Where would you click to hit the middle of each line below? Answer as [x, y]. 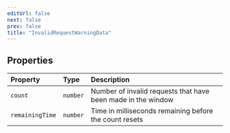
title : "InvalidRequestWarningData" [59, 33]
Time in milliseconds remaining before [152, 111]
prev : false [24, 26]
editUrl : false [29, 13]
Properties [30, 60]
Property [25, 80]
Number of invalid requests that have [150, 91]
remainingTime [34, 115]
